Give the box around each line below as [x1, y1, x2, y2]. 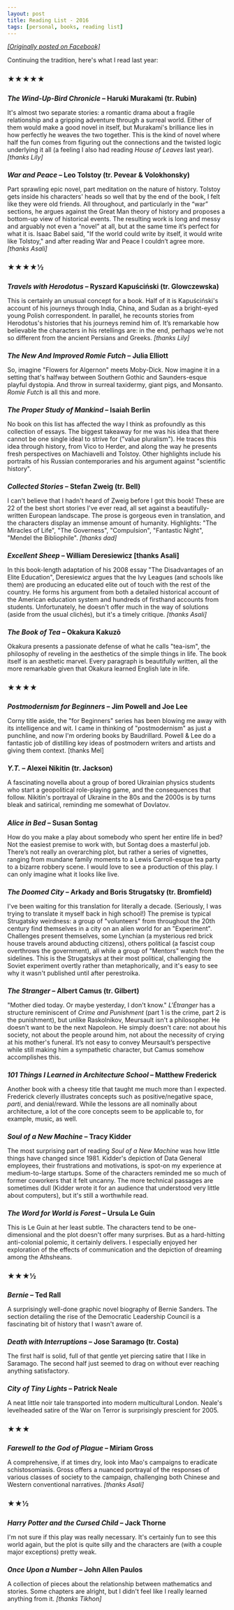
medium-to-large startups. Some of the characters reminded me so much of [7, 1168, 227, 1177]
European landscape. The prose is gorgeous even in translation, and [29, 512, 226, 519]
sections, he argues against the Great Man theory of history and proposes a [7, 207, 226, 216]
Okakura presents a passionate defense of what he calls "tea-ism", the [7, 642, 211, 651]
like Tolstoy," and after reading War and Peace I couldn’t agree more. [7, 237, 205, 245]
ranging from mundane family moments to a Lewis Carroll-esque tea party [7, 855, 221, 863]
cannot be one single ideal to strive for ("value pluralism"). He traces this [7, 435, 217, 443]
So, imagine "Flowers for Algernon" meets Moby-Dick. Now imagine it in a [7, 365, 220, 374]
